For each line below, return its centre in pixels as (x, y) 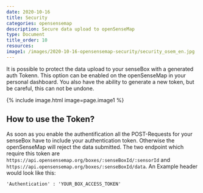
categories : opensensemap (39, 23)
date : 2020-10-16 (28, 12)
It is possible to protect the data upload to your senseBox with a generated (100, 69)
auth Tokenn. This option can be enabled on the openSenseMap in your (96, 75)
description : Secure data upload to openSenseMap (71, 29)
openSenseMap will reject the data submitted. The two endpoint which (95, 147)
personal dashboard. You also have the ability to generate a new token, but (100, 82)
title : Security (27, 18)
